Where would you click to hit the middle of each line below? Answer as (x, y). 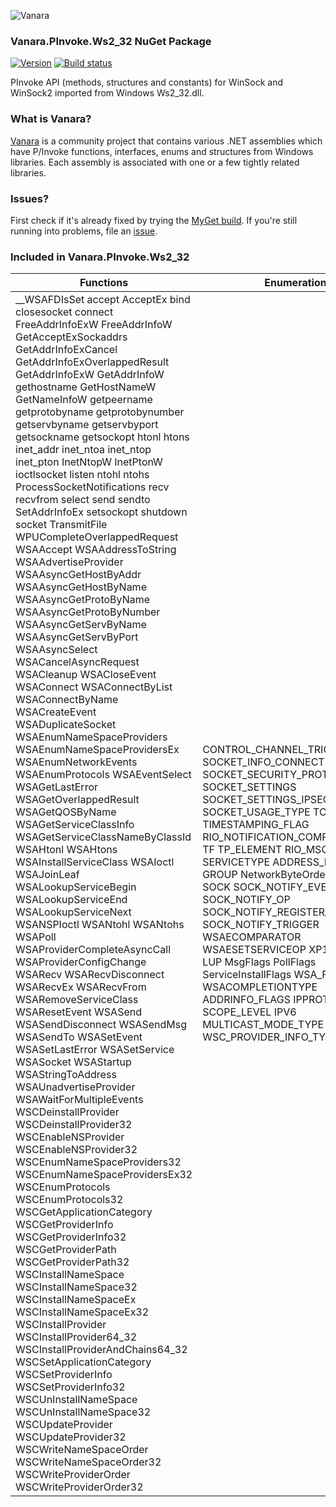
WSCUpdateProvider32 (71, 1437)
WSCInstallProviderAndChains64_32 (101, 1350)
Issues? (30, 198)
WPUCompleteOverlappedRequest (97, 537)
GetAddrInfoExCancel (66, 350)
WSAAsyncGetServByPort (77, 637)
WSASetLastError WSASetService (95, 1050)
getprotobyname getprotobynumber (100, 412)
